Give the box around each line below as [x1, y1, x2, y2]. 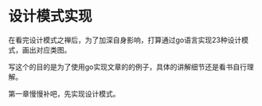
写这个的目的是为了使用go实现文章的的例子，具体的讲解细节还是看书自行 [8, 61, 247, 72]
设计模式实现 [8, 7, 93, 26]
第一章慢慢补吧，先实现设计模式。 [8, 88, 120, 98]
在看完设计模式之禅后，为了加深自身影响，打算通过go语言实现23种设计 [8, 35, 242, 45]
